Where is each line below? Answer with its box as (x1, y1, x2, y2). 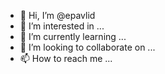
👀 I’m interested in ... (19, 20, 105, 32)
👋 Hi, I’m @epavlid (19, 10, 96, 21)
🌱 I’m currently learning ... (19, 31, 127, 42)
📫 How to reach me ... (19, 53, 113, 64)
